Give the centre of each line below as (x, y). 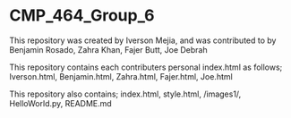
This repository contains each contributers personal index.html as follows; (146, 67)
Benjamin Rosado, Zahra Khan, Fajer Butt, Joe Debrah (108, 49)
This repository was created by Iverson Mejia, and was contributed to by (143, 40)
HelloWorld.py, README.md (60, 103)
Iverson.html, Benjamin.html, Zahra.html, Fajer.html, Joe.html (121, 76)
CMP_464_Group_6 (82, 16)
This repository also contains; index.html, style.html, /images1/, (125, 94)
